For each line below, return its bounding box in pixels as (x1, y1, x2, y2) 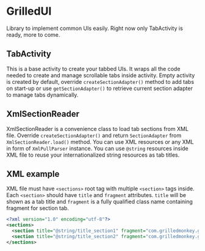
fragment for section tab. (6, 204, 69, 212)
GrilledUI (6, 4, 52, 18)
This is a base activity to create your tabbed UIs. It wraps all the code (6, 65, 181, 72)
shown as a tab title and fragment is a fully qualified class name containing (6, 198, 193, 206)
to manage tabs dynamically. (6, 91, 79, 99)
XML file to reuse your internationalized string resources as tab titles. (6, 151, 180, 159)
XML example (6, 168, 60, 179)
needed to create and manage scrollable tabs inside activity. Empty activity (6, 72, 195, 79)
